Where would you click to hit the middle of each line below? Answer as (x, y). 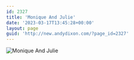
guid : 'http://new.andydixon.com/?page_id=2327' (68, 34)
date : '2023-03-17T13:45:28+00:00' (50, 23)
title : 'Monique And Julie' (41, 17)
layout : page (22, 28)
